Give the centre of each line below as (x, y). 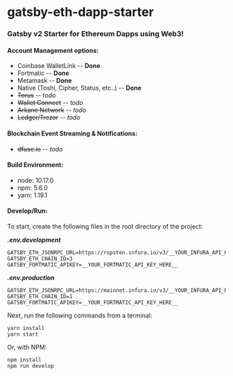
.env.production (31, 277)
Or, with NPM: (27, 347)
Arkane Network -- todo (52, 110)
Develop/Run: (27, 211)
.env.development (34, 240)
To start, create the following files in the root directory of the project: (105, 226)
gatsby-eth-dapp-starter (80, 12)
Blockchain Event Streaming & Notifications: (72, 133)
